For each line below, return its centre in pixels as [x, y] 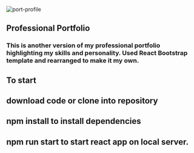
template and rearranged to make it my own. [73, 60]
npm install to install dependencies [74, 121]
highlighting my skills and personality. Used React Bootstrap [97, 53]
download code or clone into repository [82, 101]
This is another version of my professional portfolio [83, 45]
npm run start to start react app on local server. [98, 142]
